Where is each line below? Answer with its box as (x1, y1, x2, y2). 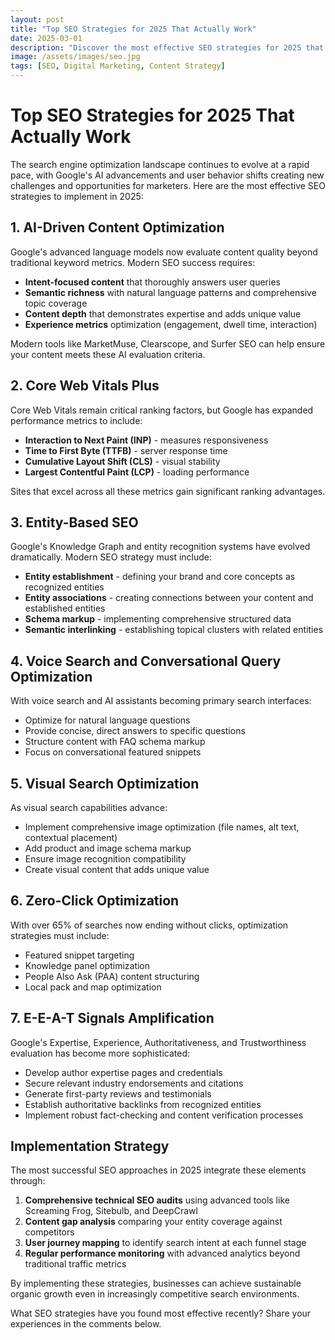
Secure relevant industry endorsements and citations (24, 1077, 244, 1089)
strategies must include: (10, 929, 110, 941)
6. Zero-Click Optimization (10, 892, 180, 910)
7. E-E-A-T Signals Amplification (10, 1010, 215, 1027)
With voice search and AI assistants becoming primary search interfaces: (10, 695, 312, 707)
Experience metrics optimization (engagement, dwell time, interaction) (24, 318, 318, 330)
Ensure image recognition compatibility (24, 853, 187, 865)
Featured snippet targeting (24, 949, 135, 961)
